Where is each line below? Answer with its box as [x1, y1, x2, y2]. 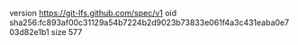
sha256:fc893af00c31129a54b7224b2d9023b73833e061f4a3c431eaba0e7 [9, 17, 290, 28]
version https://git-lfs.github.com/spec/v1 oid [9, 8, 177, 18]
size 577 [50, 27, 83, 37]
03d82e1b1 [9, 27, 50, 37]
